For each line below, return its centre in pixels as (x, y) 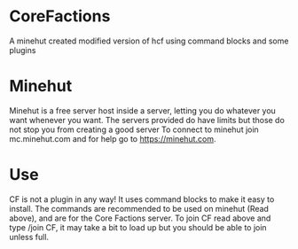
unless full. (29, 237)
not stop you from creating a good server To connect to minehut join (134, 129)
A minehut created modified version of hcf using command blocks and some (149, 41)
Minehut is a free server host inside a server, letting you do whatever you (143, 110)
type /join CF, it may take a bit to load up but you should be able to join (138, 227)
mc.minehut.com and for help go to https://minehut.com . (113, 138)
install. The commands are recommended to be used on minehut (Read (139, 208)
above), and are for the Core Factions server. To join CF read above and (140, 218)
